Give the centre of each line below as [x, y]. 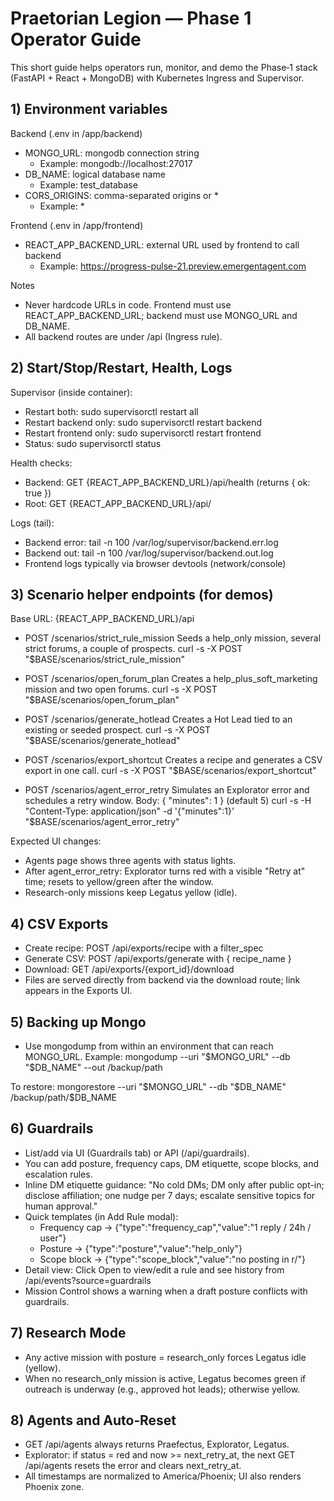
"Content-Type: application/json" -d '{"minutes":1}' [129, 811]
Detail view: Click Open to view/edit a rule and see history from [154, 1269]
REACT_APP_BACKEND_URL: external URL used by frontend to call [162, 244]
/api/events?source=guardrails [88, 1280]
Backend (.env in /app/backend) [76, 133]
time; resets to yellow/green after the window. [119, 882]
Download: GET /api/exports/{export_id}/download [129, 969]
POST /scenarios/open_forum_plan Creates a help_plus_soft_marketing [171, 679]
